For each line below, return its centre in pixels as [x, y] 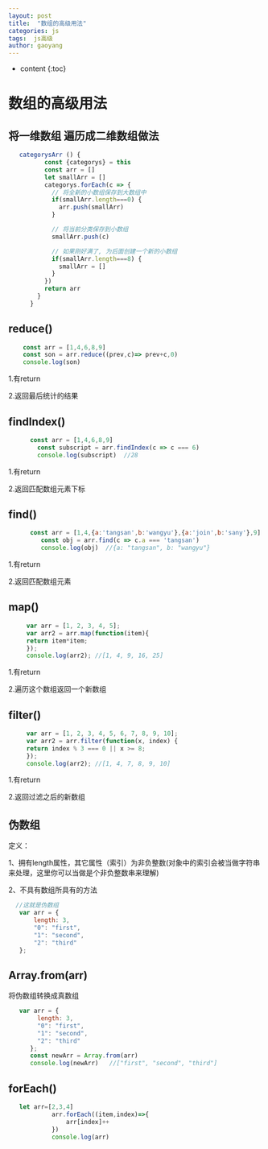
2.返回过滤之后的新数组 [47, 797]
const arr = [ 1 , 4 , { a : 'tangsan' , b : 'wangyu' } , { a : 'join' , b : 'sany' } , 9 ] [145, 533]
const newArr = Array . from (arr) [84, 1056]
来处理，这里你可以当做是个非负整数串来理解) [84, 873]
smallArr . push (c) [80, 237]
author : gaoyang [35, 46]
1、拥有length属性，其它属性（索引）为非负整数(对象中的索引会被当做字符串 [134, 863]
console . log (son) [52, 362]
